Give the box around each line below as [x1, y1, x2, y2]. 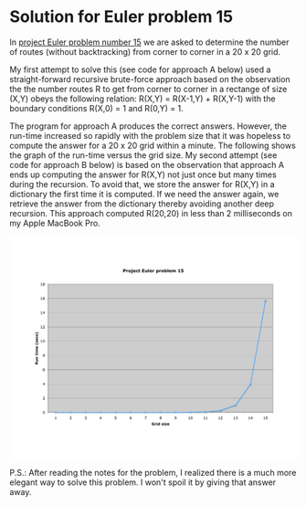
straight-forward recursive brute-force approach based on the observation [9, 73, 290, 84]
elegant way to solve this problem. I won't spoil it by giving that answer [9, 477, 277, 488]
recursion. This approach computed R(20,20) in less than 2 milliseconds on [9, 207, 292, 218]
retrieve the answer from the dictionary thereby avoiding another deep [9, 198, 275, 209]
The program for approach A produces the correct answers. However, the [9, 121, 288, 132]
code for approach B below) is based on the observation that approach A [9, 159, 285, 170]
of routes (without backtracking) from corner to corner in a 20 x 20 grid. [9, 46, 281, 57]
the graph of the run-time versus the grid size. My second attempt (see [9, 149, 278, 161]
